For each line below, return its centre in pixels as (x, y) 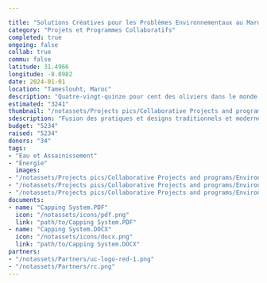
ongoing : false (33, 45)
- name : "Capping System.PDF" (58, 207)
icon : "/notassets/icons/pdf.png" (72, 215)
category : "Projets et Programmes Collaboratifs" (92, 30)
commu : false (30, 60)
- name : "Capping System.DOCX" (60, 230)
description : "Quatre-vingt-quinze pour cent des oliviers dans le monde (133, 96)
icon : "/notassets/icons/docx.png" (74, 237)
